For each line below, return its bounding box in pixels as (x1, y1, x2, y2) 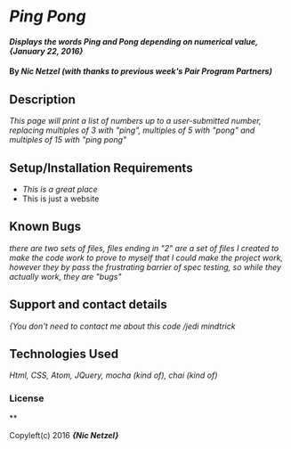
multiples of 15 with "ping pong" (9, 135, 127, 145)
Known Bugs (9, 219, 82, 234)
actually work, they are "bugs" (9, 271, 122, 282)
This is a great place (21, 184, 98, 194)
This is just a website (21, 193, 100, 204)
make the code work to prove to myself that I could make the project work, (9, 252, 283, 263)
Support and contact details (9, 297, 167, 313)
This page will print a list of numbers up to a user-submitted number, (9, 116, 262, 127)
